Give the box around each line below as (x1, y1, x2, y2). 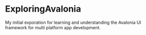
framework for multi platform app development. (5, 24, 101, 30)
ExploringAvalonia (5, 3, 81, 15)
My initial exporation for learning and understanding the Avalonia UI (5, 19, 141, 25)
